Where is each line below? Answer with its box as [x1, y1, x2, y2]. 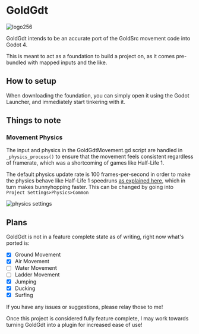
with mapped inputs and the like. [27, 59, 108, 66]
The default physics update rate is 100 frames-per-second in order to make [6, 171, 191, 178]
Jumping [14, 278, 37, 285]
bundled [6, 59, 27, 66]
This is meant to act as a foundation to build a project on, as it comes [6, 52, 175, 59]
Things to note [6, 115, 61, 125]
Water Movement [14, 264, 58, 272]
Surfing [14, 291, 33, 298]
